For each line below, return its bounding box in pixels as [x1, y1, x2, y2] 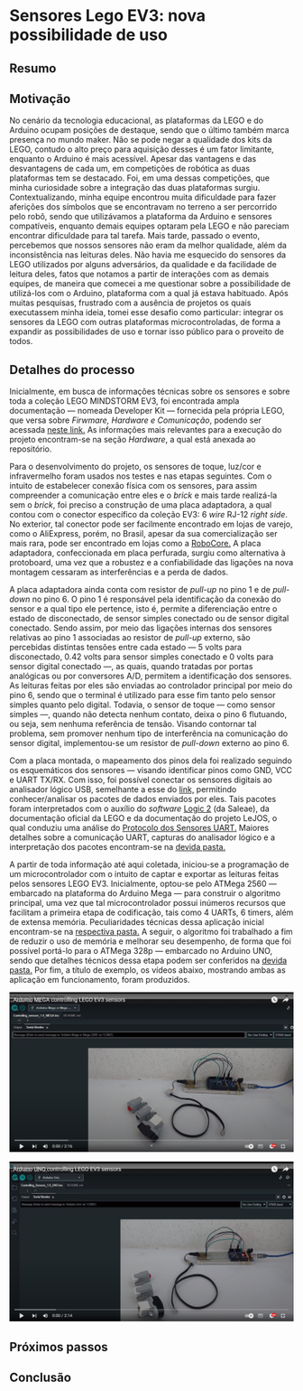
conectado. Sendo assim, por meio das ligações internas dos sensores [9, 622, 272, 633]
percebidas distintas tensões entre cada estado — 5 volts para [9, 642, 242, 653]
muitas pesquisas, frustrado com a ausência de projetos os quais [9, 297, 252, 308]
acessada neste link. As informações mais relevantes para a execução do [9, 425, 282, 435]
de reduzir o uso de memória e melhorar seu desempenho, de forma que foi [9, 936, 291, 947]
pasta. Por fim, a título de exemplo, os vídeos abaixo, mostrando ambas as [9, 965, 286, 976]
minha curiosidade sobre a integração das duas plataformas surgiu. [9, 182, 261, 193]
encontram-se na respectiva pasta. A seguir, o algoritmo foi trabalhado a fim [9, 927, 293, 938]
